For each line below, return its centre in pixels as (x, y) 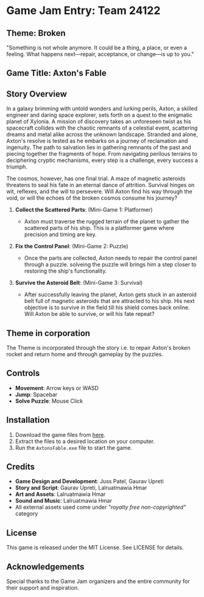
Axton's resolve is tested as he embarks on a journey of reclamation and (97, 141)
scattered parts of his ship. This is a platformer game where (99, 228)
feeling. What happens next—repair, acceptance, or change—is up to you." (100, 54)
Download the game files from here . (60, 435)
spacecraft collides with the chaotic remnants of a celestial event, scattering (102, 128)
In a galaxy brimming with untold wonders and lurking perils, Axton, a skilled (102, 109)
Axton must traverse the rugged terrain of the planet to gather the (107, 222)
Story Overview (37, 94)
